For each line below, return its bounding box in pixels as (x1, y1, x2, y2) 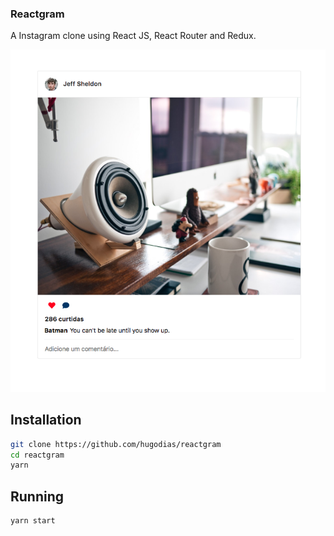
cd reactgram (10, 450, 65, 460)
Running (10, 488, 65, 505)
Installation (10, 412, 82, 429)
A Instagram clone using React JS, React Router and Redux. (10, 30, 257, 42)
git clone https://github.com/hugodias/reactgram (10, 439, 222, 449)
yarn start (10, 516, 56, 526)
